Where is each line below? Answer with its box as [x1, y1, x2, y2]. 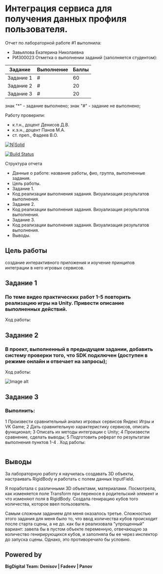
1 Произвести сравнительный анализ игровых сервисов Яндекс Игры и [5, 419, 154, 424]
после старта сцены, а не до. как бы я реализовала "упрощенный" [5, 521, 144, 527]
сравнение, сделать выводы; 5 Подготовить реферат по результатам [5, 434, 150, 440]
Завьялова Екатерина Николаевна [12, 49, 84, 55]
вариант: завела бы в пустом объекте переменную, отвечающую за [5, 526, 147, 532]
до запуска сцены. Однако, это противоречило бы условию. [5, 536, 131, 542]
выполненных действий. [5, 306, 67, 313]
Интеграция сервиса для [5, 3, 112, 14]
